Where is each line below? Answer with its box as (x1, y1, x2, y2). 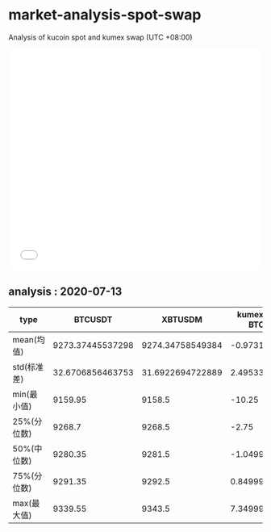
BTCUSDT (73, 313, 113, 325)
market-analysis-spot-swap (8, 6, 202, 24)
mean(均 (12, 333, 46, 345)
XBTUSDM (161, 313, 203, 325)
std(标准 (12, 361, 44, 372)
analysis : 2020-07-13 (8, 285, 123, 299)
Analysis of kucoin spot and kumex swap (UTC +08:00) (8, 32, 193, 42)
